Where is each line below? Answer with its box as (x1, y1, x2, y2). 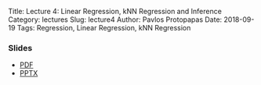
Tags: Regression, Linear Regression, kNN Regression (16, 23, 191, 32)
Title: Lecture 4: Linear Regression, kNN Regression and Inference (8, 7, 222, 16)
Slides (8, 42, 33, 53)
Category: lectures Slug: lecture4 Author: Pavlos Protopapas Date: (8, 15, 223, 24)
